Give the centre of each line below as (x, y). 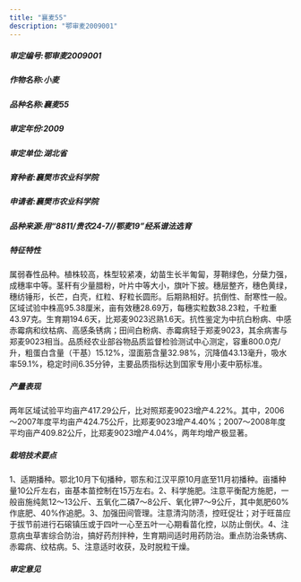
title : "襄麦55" (38, 17)
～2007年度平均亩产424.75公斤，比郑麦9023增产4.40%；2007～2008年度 (148, 421)
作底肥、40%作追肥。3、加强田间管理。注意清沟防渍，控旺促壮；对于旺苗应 (150, 513)
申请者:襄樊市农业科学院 (54, 202)
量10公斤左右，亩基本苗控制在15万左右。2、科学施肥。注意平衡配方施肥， (146, 491)
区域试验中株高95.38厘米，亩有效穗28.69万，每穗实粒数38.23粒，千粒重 (143, 308)
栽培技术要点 (33, 456)
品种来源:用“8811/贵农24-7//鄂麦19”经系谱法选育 (100, 226)
